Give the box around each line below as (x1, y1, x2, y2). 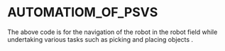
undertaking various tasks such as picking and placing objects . (7, 35, 194, 43)
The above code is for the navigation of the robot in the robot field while (7, 28, 218, 36)
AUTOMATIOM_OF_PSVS (7, 4, 158, 21)
